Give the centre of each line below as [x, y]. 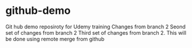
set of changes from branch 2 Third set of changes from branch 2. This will [96, 32]
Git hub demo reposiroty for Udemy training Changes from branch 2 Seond [96, 27]
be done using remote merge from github [55, 39]
